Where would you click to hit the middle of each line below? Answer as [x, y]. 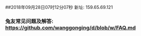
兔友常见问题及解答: [29, 21]
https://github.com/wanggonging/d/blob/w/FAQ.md [70, 28]
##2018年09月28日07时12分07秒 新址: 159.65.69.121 [59, 7]
